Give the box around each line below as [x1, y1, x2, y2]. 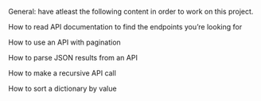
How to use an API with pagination [8, 37, 121, 47]
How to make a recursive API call [8, 68, 117, 78]
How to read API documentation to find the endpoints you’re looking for [8, 22, 243, 31]
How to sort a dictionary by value [8, 84, 117, 93]
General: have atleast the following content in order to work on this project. [8, 7, 254, 16]
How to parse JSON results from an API [8, 53, 138, 62]
